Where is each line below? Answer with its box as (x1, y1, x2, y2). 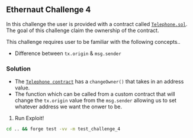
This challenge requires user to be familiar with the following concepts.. (6, 38, 181, 45)
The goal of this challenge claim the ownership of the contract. (6, 27, 159, 34)
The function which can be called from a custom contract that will (14, 91, 176, 98)
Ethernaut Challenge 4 (6, 5, 91, 15)
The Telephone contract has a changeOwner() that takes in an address (14, 78, 184, 85)
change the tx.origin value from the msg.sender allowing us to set (14, 97, 176, 104)
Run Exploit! (14, 115, 44, 122)
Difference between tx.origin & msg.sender (14, 50, 121, 57)
